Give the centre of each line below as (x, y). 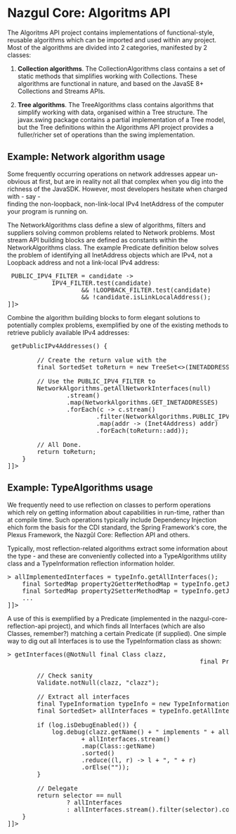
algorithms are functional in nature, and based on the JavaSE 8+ (110, 83)
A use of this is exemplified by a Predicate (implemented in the (98, 618)
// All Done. (59, 444)
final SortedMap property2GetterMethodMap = (100, 584)
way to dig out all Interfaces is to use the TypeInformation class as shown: (114, 641)
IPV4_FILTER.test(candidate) (102, 283)
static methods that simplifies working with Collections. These (107, 76)
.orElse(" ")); (105, 767)
